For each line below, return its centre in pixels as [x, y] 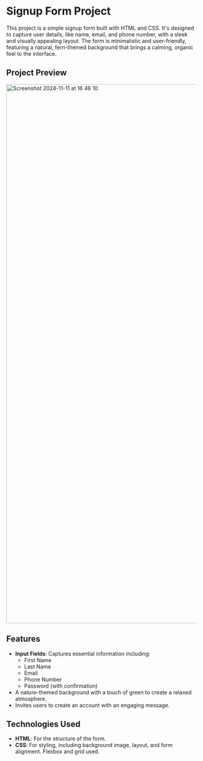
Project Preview [37, 73]
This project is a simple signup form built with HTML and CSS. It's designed [100, 28]
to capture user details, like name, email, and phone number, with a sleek [97, 34]
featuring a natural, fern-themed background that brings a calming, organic [100, 47]
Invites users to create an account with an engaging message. [92, 705]
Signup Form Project [59, 11]
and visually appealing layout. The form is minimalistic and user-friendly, [96, 41]
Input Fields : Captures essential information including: [83, 654]
